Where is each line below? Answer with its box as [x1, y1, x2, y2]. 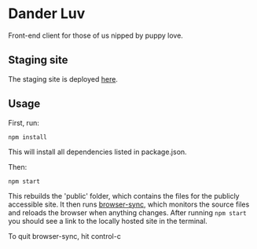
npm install [8, 133, 47, 141]
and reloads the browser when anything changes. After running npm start [8, 207, 248, 217]
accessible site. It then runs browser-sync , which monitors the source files [8, 200, 250, 209]
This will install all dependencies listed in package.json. [8, 147, 187, 156]
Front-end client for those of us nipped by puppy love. [8, 31, 183, 40]
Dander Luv [8, 5, 86, 23]
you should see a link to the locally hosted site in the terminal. [8, 216, 208, 225]
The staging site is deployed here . [8, 74, 118, 83]
